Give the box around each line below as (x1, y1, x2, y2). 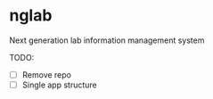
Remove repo (21, 69, 71, 80)
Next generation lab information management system (9, 35, 205, 45)
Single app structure (21, 79, 98, 90)
